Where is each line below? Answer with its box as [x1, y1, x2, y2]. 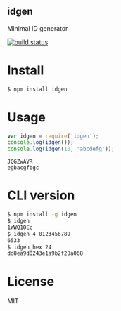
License [7, 274, 55, 290]
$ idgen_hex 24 [7, 244, 52, 251]
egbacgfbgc [7, 164, 39, 171]
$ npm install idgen [7, 86, 68, 93]
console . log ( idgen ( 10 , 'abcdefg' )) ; [7, 145, 115, 153]
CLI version [7, 187, 75, 204]
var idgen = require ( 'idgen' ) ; [7, 133, 99, 140]
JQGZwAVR [7, 158, 33, 166]
